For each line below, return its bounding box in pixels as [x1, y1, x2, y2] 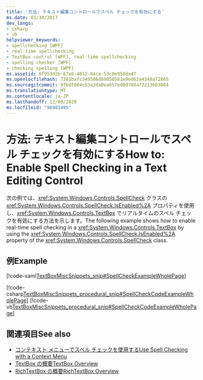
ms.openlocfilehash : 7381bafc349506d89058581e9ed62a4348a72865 [6, 76, 169, 82]
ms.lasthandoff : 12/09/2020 [6, 99, 77, 105]
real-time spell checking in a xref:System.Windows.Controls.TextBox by [6, 224, 184, 231]
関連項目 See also [6, 329, 71, 339]
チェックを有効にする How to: [19, 148, 165, 161]
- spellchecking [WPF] [6, 43, 63, 49]
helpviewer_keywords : [6, 37, 61, 43]
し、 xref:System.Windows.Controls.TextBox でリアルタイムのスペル [6, 209, 175, 217]
